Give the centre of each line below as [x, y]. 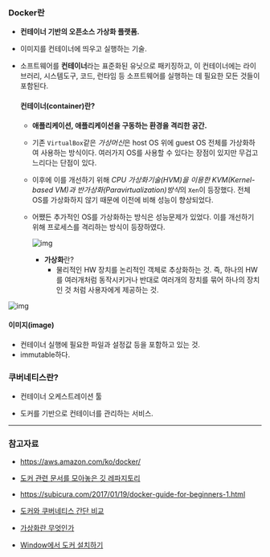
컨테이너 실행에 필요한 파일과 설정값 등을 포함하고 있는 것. [110, 344]
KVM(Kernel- [233, 179]
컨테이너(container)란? [57, 105]
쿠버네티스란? [33, 377]
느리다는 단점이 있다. [64, 162]
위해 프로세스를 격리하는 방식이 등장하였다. [99, 227]
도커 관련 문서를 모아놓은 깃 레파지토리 [80, 478]
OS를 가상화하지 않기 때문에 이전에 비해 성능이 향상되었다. [123, 199]
